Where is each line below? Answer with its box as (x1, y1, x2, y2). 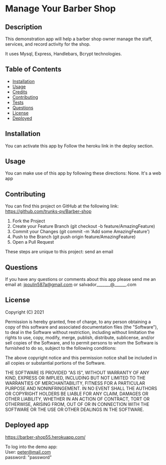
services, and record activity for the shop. (5, 41, 91, 47)
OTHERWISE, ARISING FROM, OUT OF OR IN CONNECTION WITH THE (5, 401, 150, 407)
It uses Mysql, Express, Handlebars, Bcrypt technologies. (5, 51, 122, 57)
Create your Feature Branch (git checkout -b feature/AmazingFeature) (12, 223, 155, 229)
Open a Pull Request (12, 239, 55, 245)
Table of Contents (5, 65, 62, 73)
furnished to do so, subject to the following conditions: (5, 345, 116, 351)
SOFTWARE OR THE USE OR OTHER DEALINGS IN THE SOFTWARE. (5, 406, 144, 412)
